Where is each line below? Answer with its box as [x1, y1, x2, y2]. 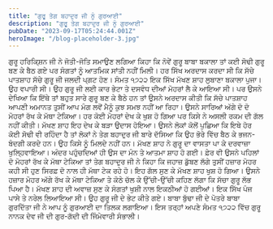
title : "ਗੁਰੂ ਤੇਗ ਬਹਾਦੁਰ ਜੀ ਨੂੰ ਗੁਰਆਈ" [8, 11, 123, 20]
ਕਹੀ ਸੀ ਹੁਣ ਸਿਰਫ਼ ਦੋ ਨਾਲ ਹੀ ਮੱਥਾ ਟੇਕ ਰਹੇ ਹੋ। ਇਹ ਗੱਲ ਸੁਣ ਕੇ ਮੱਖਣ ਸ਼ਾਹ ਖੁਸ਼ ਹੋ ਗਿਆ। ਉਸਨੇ [8, 166, 261, 176]
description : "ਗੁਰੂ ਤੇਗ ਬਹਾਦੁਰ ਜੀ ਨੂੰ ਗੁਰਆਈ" [8, 19, 145, 28]
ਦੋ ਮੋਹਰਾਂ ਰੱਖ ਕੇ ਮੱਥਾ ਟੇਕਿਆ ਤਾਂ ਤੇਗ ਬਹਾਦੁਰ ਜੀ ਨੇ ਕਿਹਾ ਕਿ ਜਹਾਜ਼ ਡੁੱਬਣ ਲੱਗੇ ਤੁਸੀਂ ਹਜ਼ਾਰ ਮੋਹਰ [8, 157, 258, 167]
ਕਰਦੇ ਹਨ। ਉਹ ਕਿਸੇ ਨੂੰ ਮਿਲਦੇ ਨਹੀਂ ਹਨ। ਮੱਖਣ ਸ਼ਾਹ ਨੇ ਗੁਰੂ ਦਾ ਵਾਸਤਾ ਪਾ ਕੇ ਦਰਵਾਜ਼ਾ [26, 138, 251, 148]
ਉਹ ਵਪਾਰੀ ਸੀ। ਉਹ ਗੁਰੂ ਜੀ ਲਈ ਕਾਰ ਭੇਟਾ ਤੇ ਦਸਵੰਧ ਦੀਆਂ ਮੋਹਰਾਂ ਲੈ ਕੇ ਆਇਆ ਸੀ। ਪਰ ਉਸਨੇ [8, 84, 262, 94]
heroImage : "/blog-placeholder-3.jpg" [8, 34, 140, 43]
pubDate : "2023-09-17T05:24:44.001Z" [8, 27, 136, 35]
